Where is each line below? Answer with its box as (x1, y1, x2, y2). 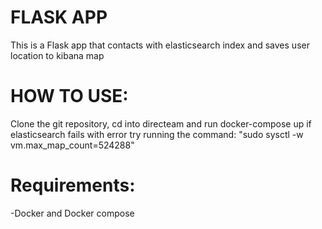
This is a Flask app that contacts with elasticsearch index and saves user (10, 39, 310, 51)
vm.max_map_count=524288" (10, 139, 135, 151)
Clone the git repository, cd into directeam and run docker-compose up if (10, 117, 312, 130)
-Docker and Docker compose (10, 207, 135, 219)
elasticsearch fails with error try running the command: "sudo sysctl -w (10, 128, 304, 140)
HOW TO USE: (10, 85, 129, 108)
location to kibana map (10, 49, 105, 61)
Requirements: (10, 174, 136, 197)
